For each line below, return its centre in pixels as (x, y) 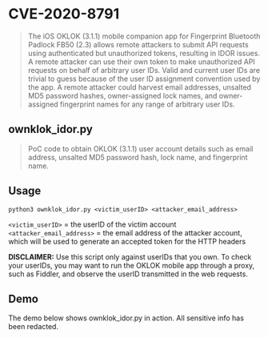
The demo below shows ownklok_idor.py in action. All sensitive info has (126, 318)
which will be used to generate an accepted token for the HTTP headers (127, 241)
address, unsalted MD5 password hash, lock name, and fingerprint (138, 157)
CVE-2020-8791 (64, 14)
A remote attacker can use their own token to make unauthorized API (142, 62)
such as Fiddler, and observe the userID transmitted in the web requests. (128, 274)
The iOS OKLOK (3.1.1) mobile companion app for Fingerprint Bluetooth (144, 36)
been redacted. (33, 327)
